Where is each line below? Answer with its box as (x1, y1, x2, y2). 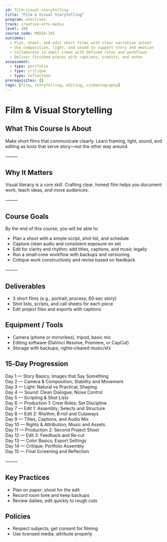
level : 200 (5, 26, 28, 31)
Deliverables (5, 282, 46, 291)
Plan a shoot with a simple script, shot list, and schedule (12, 236, 129, 242)
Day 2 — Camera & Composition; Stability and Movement (5, 378, 124, 384)
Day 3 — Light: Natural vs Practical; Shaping (5, 384, 97, 390)
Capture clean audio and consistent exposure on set (12, 241, 121, 247)
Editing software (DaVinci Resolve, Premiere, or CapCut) (12, 339, 129, 345)
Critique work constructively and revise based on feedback (12, 257, 136, 263)
